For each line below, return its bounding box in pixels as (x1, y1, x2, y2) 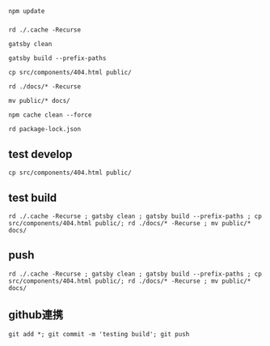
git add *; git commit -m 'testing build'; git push (8, 330, 190, 338)
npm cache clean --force (8, 111, 92, 119)
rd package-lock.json (8, 126, 82, 134)
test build (8, 190, 57, 204)
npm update (8, 7, 45, 15)
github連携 (8, 308, 64, 322)
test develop (8, 147, 73, 161)
